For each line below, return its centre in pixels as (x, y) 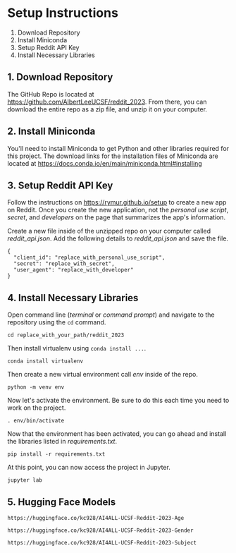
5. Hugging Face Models (62, 502)
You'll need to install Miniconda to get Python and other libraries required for (118, 148)
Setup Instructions (63, 13)
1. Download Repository (60, 77)
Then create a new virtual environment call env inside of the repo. (103, 375)
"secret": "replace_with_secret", (64, 264)
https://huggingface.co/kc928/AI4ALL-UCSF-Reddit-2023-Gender (100, 530)
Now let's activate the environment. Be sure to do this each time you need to (118, 401)
